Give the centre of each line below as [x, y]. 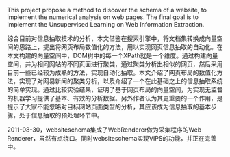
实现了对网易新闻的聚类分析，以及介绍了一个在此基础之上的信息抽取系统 [121, 81]
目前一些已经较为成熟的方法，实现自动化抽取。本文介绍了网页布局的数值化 [112, 72]
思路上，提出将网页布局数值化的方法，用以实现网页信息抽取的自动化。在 [121, 47]
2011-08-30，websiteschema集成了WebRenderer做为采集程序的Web [104, 130]
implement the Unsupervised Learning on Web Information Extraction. [106, 24]
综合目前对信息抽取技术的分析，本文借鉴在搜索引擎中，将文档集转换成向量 [112, 38]
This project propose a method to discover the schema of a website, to [107, 10]
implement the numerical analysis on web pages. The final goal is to [103, 17]
